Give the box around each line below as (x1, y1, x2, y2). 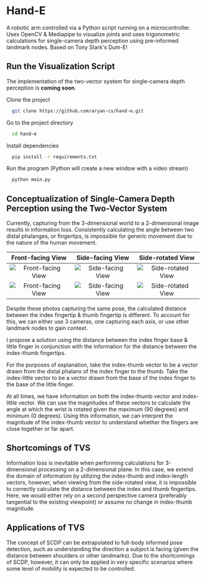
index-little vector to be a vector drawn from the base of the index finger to (6, 375, 196, 382)
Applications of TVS (6, 522, 85, 533)
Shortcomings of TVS (6, 443, 91, 454)
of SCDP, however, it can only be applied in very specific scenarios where (6, 558, 193, 566)
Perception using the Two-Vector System (6, 203, 167, 213)
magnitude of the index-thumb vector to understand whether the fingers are (6, 419, 199, 426)
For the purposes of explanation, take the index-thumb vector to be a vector (6, 361, 198, 368)
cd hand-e (12, 131, 37, 137)
